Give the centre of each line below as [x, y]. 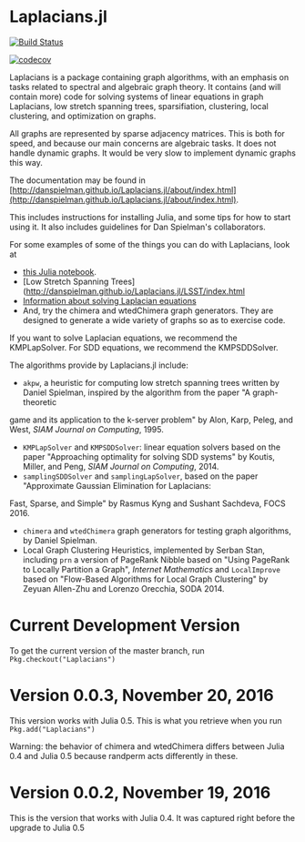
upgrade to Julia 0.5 [47, 827]
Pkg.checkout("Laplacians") [63, 659]
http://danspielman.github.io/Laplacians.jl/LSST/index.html [136, 291]
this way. [26, 162]
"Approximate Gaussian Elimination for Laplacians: [117, 485]
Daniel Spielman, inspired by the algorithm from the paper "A [137, 392]
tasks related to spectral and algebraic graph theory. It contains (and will [145, 86]
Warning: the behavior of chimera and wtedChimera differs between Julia [147, 746]
